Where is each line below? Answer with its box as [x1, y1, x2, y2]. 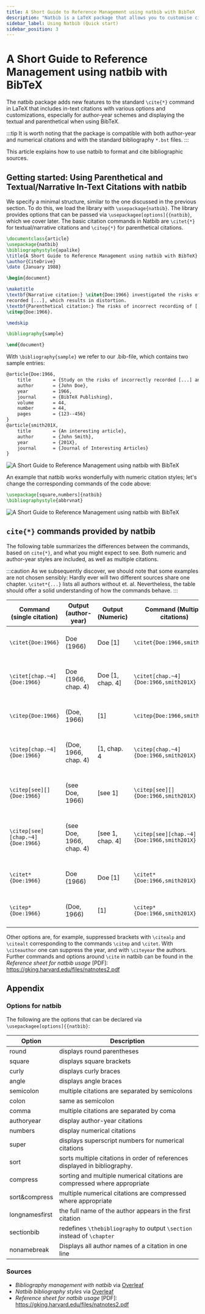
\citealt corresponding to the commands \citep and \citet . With [6, 940, 173, 947]
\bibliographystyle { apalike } [6, 247, 81, 253]
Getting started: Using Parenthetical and [6, 172, 164, 183]
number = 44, [17, 405, 67, 412]
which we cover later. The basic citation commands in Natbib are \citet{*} [6, 217, 195, 225]
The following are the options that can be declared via [6, 1015, 142, 1023]
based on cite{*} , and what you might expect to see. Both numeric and [6, 549, 187, 556]
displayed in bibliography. [59, 1161, 133, 1170]
